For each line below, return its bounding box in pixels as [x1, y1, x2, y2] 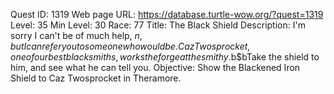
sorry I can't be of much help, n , [10, 30, 143, 41]
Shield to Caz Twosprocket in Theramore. [10, 72, 182, 84]
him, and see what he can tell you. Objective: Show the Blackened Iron [10, 62, 301, 73]
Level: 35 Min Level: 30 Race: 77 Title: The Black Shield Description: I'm [10, 19, 306, 31]
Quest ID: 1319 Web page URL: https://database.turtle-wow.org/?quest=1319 [10, 9, 324, 20]
